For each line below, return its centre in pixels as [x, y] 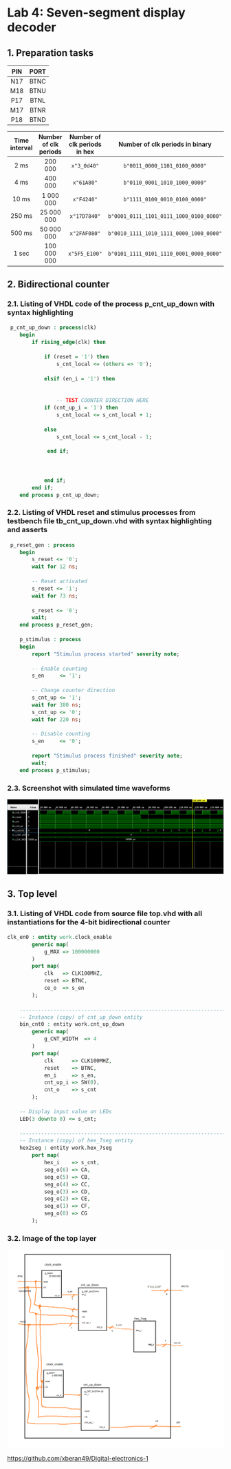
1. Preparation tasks [51, 53]
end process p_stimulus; [55, 770]
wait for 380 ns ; [56, 705]
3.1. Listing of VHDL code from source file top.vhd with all [105, 913]
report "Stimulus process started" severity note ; [106, 654]
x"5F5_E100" [85, 254]
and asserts [27, 530]
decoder [32, 27]
